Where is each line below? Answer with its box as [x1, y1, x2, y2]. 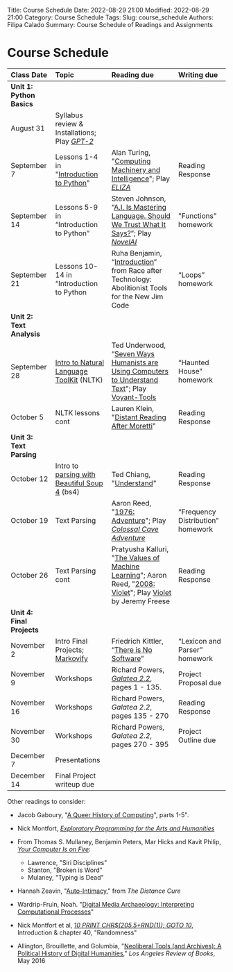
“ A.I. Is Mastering [111, 202, 166, 212]
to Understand [111, 375, 158, 385]
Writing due [178, 69, 218, 79]
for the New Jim [111, 292, 164, 301]
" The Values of [111, 553, 160, 562]
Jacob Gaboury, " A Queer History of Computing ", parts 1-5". [17, 810, 189, 819]
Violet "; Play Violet [111, 587, 172, 597]
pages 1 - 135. [111, 682, 162, 692]
